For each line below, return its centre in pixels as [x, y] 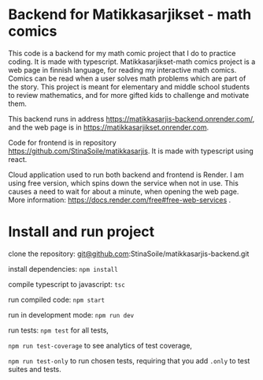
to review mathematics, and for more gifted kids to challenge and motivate [129, 95]
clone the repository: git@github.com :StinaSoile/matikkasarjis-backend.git [129, 254]
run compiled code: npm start [56, 299]
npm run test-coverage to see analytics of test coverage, [100, 345]
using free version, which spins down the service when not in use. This [123, 182]
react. [18, 159]
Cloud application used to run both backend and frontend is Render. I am [126, 175]
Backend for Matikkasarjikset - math [130, 15]
